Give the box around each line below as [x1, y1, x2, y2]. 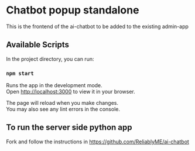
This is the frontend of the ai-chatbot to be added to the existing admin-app [6, 23, 189, 30]
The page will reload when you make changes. [6, 99, 119, 107]
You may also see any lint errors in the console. [6, 106, 120, 113]
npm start [6, 70, 34, 77]
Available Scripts [6, 40, 69, 50]
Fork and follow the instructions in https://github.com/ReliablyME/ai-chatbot [6, 138, 189, 145]
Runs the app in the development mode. [6, 82, 102, 89]
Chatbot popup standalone [6, 4, 139, 17]
